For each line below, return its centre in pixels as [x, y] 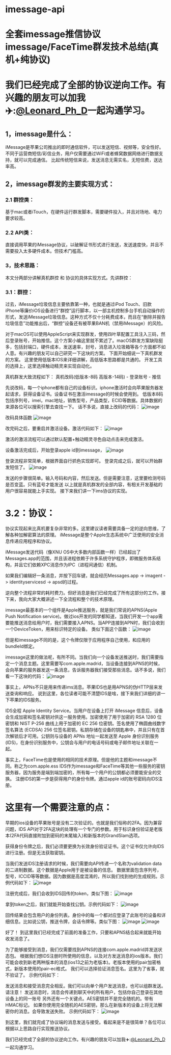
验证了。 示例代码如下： [35, 975]
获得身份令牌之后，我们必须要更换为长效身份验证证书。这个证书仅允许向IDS [85, 846]
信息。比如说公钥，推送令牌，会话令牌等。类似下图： [65, 921]
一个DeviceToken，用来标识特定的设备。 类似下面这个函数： [68, 629]
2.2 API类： [20, 232]
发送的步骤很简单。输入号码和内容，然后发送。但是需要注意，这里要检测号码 [85, 478]
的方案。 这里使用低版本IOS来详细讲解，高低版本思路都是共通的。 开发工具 [84, 359]
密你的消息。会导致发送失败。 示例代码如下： [53, 1011]
